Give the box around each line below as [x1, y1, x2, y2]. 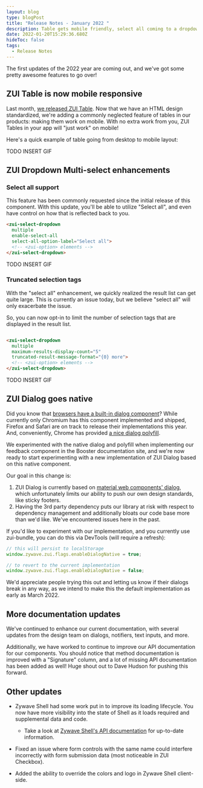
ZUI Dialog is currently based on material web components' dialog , [14, 483, 181, 490]
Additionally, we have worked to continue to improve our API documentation [6, 643, 196, 651]
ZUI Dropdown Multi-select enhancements [6, 164, 170, 175]
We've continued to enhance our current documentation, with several [6, 625, 179, 633]
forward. [6, 669, 28, 676]
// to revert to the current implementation [6, 562, 120, 568]
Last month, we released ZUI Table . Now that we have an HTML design [6, 105, 183, 112]
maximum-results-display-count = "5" [11, 348, 101, 354]
